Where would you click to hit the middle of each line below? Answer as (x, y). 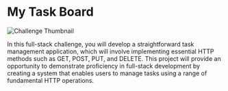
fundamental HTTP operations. (51, 80)
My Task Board (50, 12)
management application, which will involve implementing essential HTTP (111, 51)
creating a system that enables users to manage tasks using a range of (107, 73)
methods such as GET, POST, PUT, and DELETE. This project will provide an (114, 58)
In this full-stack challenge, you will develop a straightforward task (101, 44)
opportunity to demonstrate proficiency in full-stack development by (104, 66)
